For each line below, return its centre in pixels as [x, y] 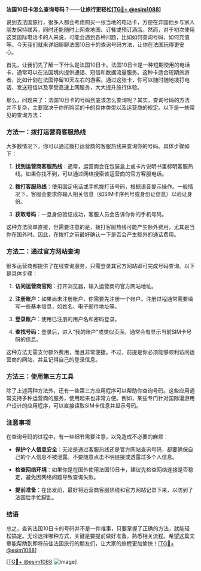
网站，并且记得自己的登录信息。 [61, 359]
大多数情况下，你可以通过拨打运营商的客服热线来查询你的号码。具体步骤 [95, 146]
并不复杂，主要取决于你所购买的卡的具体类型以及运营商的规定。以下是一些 [98, 108]
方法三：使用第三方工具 [40, 376]
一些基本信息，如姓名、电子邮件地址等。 [70, 306]
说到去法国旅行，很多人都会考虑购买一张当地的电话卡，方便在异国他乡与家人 [100, 22]
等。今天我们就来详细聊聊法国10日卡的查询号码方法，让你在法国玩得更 [93, 45]
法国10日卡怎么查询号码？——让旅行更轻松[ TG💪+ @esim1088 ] [84, 9]
